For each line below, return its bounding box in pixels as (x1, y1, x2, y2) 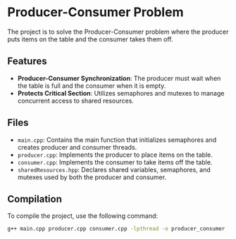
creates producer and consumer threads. (17, 143, 137, 151)
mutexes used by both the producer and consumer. (17, 173, 167, 181)
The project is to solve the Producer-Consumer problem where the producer (7, 27, 229, 36)
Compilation (7, 193, 62, 205)
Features (7, 56, 47, 67)
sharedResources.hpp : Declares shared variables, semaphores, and (17, 165, 211, 174)
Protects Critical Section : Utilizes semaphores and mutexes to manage (17, 89, 225, 97)
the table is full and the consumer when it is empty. (17, 82, 166, 90)
